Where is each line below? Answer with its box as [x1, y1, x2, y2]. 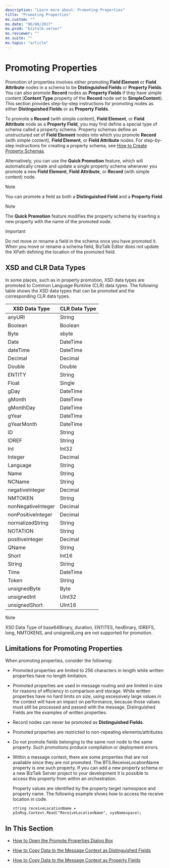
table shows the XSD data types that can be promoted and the [5, 287, 135, 294]
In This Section [5, 824, 53, 833]
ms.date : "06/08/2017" [5, 21, 53, 27]
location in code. [12, 796, 47, 802]
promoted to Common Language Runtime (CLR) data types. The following [5, 282, 158, 288]
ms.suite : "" [5, 36, 33, 41]
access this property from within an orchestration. [12, 775, 117, 782]
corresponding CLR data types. [5, 293, 71, 299]
